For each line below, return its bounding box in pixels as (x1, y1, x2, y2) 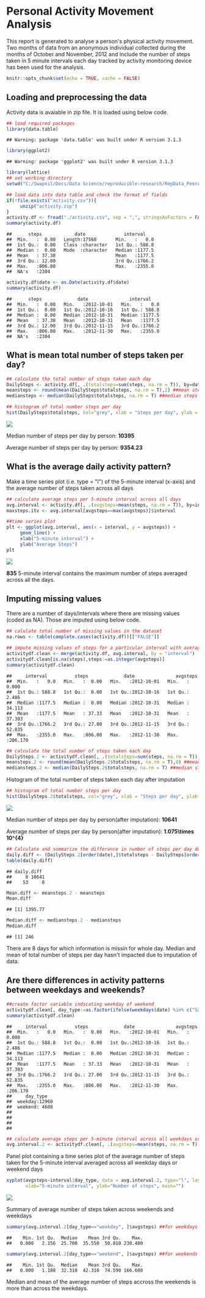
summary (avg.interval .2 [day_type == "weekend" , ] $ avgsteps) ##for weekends (6, 1251, 198, 1257)
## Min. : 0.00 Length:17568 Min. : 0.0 (6, 237, 154, 243)
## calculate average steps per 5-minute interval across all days (6, 496, 182, 502)
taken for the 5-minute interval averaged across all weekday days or (6, 1159, 178, 1167)
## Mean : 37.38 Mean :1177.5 (6, 252, 154, 259)
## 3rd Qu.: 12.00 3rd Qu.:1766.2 (6, 258, 154, 264)
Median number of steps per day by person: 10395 (6, 432, 135, 439)
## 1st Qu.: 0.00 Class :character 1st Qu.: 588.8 (6, 242, 154, 248)
